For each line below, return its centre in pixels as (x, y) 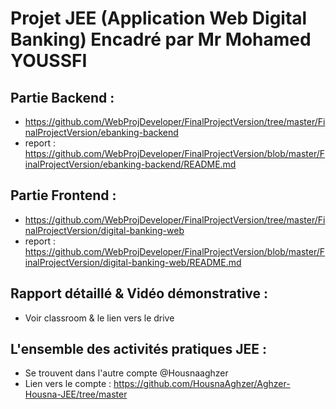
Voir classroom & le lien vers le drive (99, 318)
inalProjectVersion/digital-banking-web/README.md (133, 262)
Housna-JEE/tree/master (76, 394)
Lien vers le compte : (68, 384)
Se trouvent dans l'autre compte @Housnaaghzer (126, 373)
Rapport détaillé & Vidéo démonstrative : (139, 293)
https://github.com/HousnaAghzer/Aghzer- (202, 384)
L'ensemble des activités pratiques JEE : (138, 349)
